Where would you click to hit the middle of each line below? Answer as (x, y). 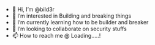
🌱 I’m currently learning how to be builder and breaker (80, 22)
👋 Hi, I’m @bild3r (33, 9)
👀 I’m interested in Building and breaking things (72, 16)
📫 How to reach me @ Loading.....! (56, 36)
